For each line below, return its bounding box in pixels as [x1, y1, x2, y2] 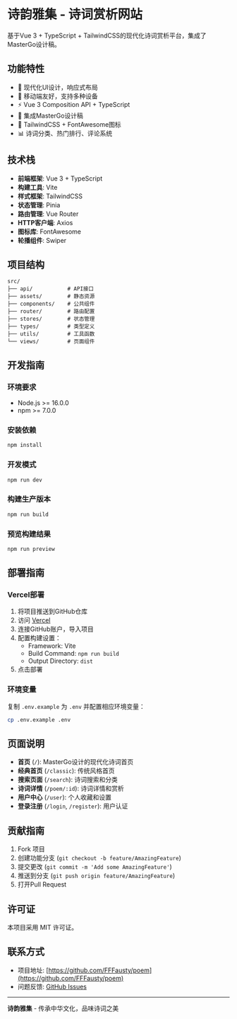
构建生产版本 [7, 494, 51, 504]
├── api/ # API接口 [7, 285, 94, 292]
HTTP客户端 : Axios [17, 218, 73, 227]
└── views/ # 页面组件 [7, 338, 95, 346]
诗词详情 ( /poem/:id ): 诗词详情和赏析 [17, 784, 125, 793]
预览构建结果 [7, 529, 51, 539]
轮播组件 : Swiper [17, 236, 67, 244]
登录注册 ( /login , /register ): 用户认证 [17, 802, 128, 811]
